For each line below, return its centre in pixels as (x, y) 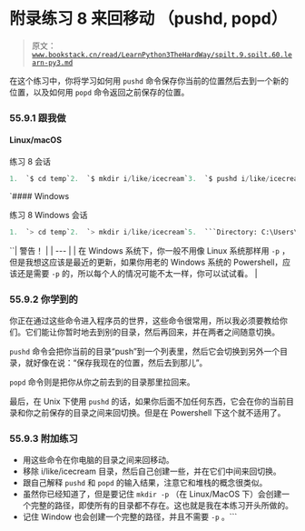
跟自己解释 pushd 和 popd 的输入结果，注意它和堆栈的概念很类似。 (145, 483)
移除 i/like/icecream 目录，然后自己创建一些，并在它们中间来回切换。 (152, 471)
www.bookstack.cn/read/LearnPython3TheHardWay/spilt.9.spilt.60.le (162, 55)
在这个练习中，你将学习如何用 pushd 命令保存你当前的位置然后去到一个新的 (149, 80)
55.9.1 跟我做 (38, 117)
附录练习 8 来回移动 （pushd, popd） (148, 19)
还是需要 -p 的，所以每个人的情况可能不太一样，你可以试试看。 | (137, 273)
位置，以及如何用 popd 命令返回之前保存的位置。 (99, 92)
